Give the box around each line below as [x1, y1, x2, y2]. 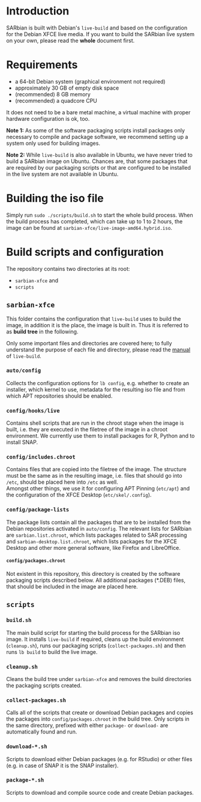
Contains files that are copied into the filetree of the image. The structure [6, 466, 187, 473]
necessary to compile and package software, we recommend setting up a [6, 133, 188, 140]
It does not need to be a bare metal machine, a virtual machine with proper [6, 108, 191, 116]
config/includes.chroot [6, 454, 76, 461]
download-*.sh [6, 743, 47, 750]
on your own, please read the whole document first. [6, 37, 135, 44]
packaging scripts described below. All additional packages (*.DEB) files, [6, 576, 186, 584]
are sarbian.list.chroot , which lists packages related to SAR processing [6, 531, 187, 538]
